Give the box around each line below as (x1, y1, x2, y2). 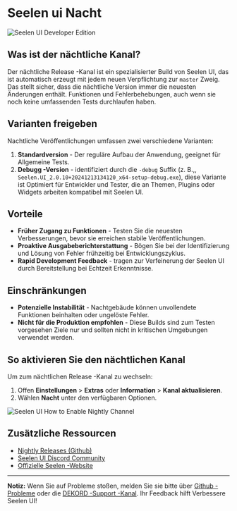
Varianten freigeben (7, 118, 97, 130)
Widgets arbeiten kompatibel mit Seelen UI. (17, 187, 144, 196)
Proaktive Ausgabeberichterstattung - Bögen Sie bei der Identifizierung (17, 242, 230, 250)
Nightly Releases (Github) (17, 446, 92, 455)
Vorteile (7, 208, 44, 220)
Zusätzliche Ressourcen (7, 428, 116, 440)
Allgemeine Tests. (17, 157, 70, 166)
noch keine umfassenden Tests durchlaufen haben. (7, 97, 157, 106)
